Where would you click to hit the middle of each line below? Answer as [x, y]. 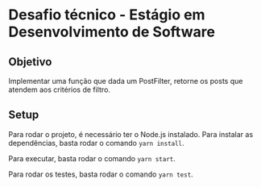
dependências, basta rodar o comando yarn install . [96, 143]
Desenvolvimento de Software [112, 32]
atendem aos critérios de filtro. [60, 89]
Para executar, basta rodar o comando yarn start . [92, 158]
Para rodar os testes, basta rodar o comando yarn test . [101, 174]
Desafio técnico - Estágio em [107, 15]
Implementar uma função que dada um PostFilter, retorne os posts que [126, 81]
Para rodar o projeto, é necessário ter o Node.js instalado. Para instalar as [131, 134]
